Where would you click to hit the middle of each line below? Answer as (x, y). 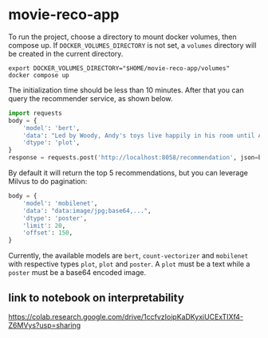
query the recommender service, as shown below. (91, 98)
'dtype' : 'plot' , (51, 143)
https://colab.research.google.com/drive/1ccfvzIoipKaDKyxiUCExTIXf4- (126, 317)
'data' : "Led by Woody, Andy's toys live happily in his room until (139, 136)
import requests (35, 113)
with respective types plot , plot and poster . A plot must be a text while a (129, 264)
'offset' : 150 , (48, 233)
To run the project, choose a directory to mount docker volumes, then (122, 37)
